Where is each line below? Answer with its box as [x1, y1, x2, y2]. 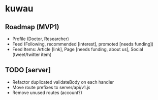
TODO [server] [5, 66, 51, 74]
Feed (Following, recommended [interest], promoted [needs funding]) [12, 41, 154, 47]
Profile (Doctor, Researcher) [12, 36, 69, 42]
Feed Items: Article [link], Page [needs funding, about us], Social [12, 47, 144, 52]
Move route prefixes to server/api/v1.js [12, 84, 91, 90]
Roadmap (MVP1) [5, 23, 60, 31]
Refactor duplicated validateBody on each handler [12, 79, 114, 85]
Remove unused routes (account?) [12, 90, 83, 96]
